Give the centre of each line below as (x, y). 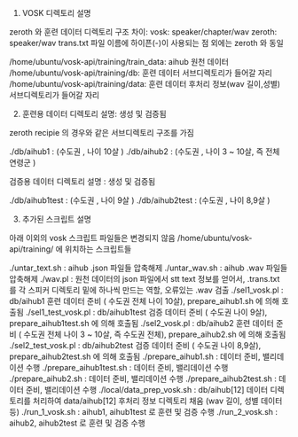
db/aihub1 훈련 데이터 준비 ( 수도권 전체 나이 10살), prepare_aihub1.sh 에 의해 (144, 301)
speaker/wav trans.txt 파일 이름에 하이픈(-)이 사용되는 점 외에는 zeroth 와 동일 (146, 43)
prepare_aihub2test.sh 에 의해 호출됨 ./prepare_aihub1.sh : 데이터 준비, (135, 356)
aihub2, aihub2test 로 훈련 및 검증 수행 (78, 423)
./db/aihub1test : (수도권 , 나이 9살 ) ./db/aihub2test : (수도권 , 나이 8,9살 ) (140, 200)
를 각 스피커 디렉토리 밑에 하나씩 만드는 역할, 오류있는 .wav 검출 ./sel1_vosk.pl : (146, 290)
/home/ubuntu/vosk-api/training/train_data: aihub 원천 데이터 (119, 62)
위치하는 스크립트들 (98, 249)
